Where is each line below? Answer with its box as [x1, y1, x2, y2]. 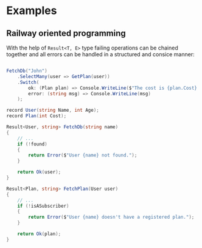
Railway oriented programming [6, 28, 126, 38]
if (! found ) [17, 141, 47, 147]
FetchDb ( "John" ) [6, 68, 47, 74]
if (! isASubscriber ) [17, 203, 69, 209]
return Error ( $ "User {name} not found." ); [28, 152, 138, 159]
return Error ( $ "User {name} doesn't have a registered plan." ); [28, 214, 195, 221]
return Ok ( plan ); [17, 231, 61, 237]
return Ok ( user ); [17, 169, 61, 175]
